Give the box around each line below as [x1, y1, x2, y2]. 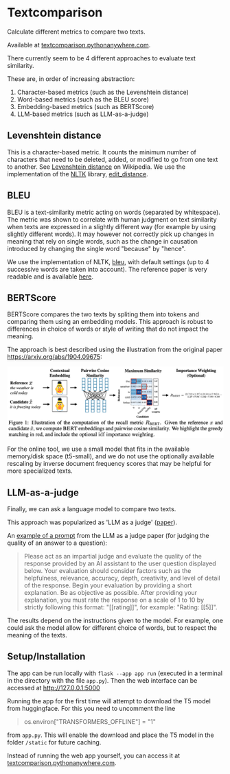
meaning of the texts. [7, 631, 67, 640]
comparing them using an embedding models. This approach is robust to [7, 318, 214, 326]
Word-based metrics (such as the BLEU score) [16, 95, 149, 104]
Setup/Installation [7, 650, 86, 663]
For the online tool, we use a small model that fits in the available [7, 445, 190, 454]
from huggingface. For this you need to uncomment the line [7, 704, 176, 712]
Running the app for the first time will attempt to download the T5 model [7, 696, 211, 705]
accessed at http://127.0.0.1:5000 [7, 683, 101, 692]
